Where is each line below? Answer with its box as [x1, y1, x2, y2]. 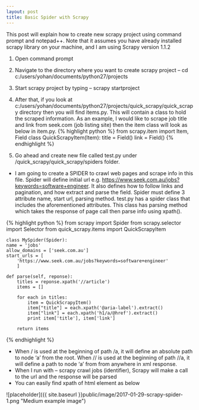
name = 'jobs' [6, 242, 42, 248]
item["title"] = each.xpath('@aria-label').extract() [27, 305, 163, 310]
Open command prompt [14, 55, 74, 62]
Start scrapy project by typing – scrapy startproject [14, 84, 140, 91]
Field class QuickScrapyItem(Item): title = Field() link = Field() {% [14, 133, 174, 141]
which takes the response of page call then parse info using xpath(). [14, 207, 182, 215]
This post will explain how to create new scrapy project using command [6, 30, 182, 38]
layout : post [6, 8, 39, 15]
